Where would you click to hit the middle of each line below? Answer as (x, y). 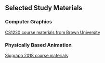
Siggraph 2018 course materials (37, 55)
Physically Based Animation (39, 45)
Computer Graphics (28, 22)
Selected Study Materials (44, 8)
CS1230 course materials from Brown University (52, 32)
